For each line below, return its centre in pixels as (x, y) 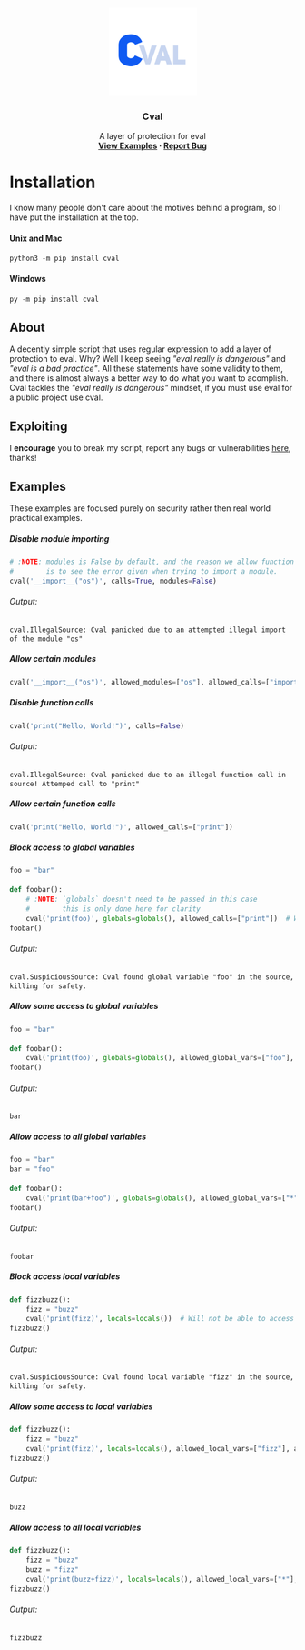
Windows (28, 279)
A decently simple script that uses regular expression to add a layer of (141, 349)
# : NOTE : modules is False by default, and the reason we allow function (152, 562)
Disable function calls (52, 703)
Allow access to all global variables (78, 1136)
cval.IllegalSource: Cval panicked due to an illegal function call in (148, 775)
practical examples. (46, 517)
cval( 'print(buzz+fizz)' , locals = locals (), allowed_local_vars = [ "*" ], (162, 1579)
